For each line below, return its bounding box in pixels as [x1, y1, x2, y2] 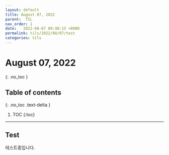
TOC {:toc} [12, 111, 35, 117]
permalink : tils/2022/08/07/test [5, 31, 75, 36]
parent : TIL [5, 17, 33, 22]
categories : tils [5, 36, 42, 41]
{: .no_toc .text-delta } [5, 102, 51, 108]
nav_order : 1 [5, 21, 33, 27]
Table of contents [5, 89, 61, 97]
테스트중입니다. [5, 144, 35, 151]
